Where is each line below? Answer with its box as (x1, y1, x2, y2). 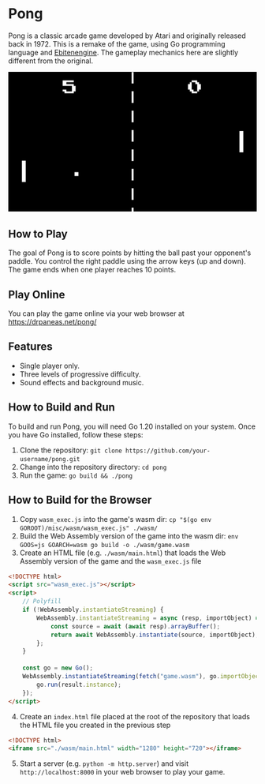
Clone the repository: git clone (19, 445, 122, 455)
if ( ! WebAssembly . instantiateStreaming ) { (22, 606, 164, 613)
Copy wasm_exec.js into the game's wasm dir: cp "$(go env (19, 514, 211, 523)
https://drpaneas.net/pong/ (8, 317, 97, 327)
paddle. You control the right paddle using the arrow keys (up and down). (8, 257, 246, 266)
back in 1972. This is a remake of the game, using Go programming (8, 39, 226, 48)
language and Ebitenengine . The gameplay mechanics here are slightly (8, 47, 239, 57)
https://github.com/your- (125, 447, 211, 455)
